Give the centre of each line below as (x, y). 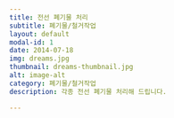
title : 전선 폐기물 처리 (49, 17)
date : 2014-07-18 (41, 51)
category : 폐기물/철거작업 (53, 83)
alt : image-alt (37, 75)
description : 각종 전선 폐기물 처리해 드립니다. (88, 91)
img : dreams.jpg (39, 59)
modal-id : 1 (31, 42)
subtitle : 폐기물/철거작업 (53, 26)
